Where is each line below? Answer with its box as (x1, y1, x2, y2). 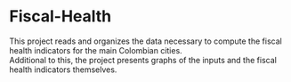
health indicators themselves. (9, 64, 117, 75)
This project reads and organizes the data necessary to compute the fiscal (9, 36, 282, 46)
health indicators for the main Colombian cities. (9, 45, 182, 55)
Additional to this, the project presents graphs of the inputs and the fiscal (9, 54, 278, 65)
